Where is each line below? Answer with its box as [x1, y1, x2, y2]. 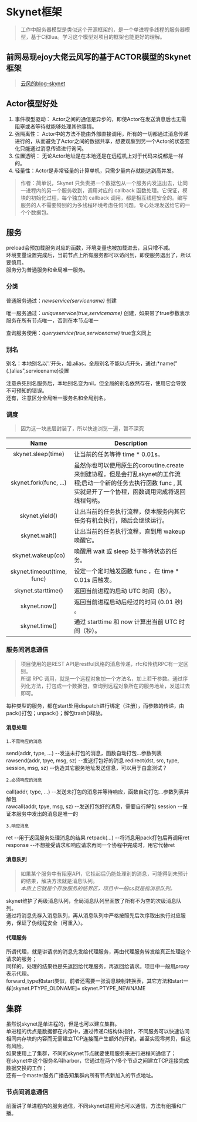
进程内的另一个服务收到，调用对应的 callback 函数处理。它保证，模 [25, 186, 188, 194]
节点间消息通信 [6, 1088, 49, 1096]
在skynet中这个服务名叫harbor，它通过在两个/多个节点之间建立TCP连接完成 [6, 1057, 189, 1064]
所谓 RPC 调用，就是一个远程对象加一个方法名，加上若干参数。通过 [20, 675, 183, 682]
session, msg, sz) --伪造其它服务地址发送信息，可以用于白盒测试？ [6, 764, 168, 771]
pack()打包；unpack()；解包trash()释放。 [6, 709, 106, 716]
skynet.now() [20, 602, 57, 610]
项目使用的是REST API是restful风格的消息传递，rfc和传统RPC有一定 [20, 660, 184, 667]
